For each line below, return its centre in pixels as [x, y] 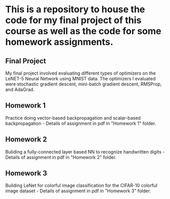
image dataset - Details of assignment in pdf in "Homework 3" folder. [78, 191]
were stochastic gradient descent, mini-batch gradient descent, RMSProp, [84, 84]
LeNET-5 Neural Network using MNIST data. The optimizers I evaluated [81, 79]
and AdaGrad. [20, 90]
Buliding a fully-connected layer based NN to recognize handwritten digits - [85, 151]
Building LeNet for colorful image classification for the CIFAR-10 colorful [81, 186]
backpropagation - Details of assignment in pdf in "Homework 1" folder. [81, 123]
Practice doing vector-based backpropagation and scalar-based [73, 118]
